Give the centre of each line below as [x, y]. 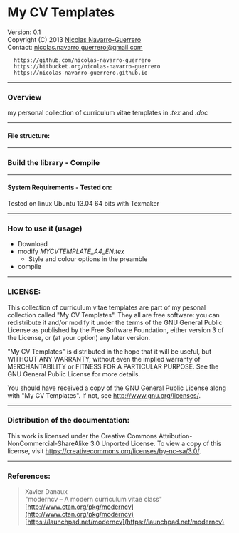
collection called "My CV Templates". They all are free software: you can [114, 315]
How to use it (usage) [45, 228]
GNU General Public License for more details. [74, 374]
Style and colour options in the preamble [88, 259]
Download [33, 244]
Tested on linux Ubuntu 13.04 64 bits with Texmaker [84, 203]
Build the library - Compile [54, 163]
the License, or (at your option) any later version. [79, 337]
